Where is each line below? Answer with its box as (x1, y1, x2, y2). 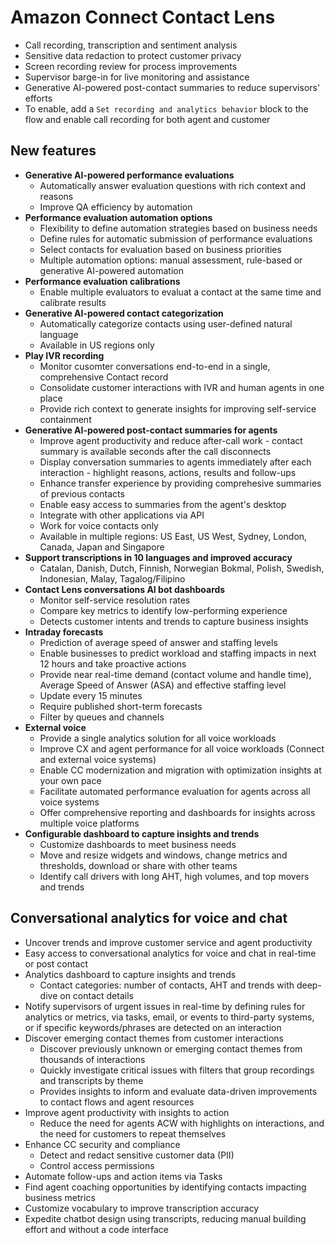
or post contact (24, 957, 89, 970)
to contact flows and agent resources (39, 1096, 195, 1108)
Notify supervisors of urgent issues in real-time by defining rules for (24, 1000, 306, 1012)
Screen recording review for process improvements (24, 60, 238, 72)
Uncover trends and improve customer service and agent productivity (24, 936, 313, 948)
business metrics (24, 1191, 96, 1203)
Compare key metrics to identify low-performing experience (39, 604, 288, 616)
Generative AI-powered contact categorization (24, 307, 224, 319)
